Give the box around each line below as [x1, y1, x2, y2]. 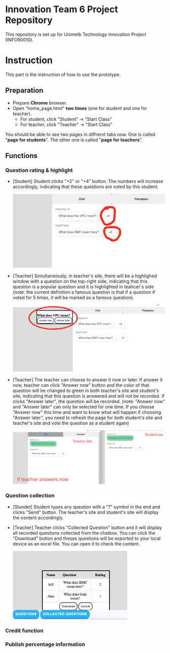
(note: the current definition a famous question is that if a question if [12, 289, 156, 295]
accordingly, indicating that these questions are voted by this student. [12, 184, 159, 190]
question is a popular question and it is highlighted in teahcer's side [12, 284, 154, 290]
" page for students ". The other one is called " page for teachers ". [5, 137, 143, 143]
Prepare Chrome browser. [12, 99, 67, 106]
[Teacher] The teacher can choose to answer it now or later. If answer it [12, 376, 163, 383]
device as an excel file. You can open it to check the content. [12, 540, 141, 546]
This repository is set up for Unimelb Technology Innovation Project [5, 31, 146, 37]
